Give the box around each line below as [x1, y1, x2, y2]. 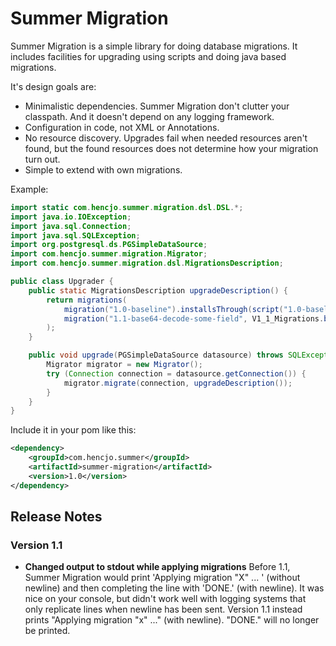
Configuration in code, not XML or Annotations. [24, 121, 220, 133]
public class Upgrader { [10, 277, 114, 287]
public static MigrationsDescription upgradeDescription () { [28, 285, 288, 296]
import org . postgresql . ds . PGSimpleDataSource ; [10, 240, 208, 250]
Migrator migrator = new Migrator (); [46, 360, 203, 370]
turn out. [24, 153, 61, 165]
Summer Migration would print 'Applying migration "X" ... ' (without [24, 572, 301, 584]
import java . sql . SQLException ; [10, 230, 141, 241]
